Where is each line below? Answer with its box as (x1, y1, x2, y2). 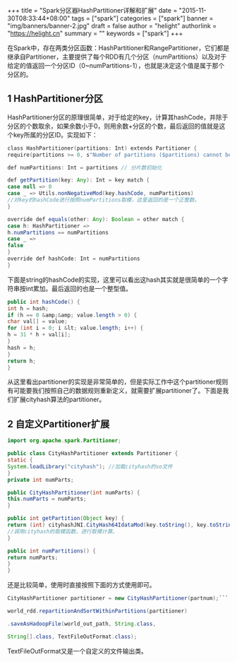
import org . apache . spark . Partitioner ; (7, 437, 121, 444)
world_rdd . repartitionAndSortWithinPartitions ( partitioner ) (7, 608, 188, 615)
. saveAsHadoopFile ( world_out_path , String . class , (7, 620, 157, 627)
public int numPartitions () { (7, 547, 97, 555)
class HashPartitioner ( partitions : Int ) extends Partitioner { (7, 144, 197, 152)
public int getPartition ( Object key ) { (7, 515, 125, 522)
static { (7, 456, 33, 463)
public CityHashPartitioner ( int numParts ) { (7, 489, 140, 496)
